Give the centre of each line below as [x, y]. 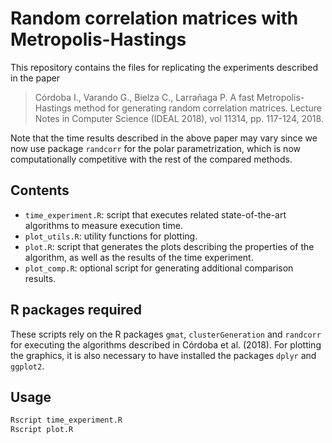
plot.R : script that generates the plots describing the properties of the [169, 246]
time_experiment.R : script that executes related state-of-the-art [155, 214]
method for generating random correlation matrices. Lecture [197, 108]
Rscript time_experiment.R [66, 420]
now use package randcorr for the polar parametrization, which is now [155, 148]
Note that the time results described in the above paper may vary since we [164, 138]
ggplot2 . [27, 366]
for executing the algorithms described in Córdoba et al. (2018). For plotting [166, 344]
